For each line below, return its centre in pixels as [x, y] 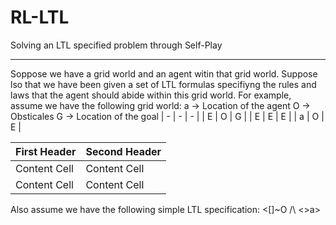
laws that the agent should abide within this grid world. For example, [151, 95]
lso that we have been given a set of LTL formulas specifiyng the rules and [163, 84]
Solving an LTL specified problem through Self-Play [116, 45]
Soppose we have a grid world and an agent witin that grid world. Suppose [164, 73]
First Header [46, 151]
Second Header [123, 151]
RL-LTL [40, 17]
